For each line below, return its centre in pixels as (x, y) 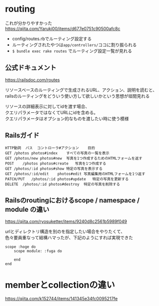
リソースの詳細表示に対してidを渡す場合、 (47, 106)
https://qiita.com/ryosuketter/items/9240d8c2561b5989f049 (66, 222)
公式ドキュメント (31, 68)
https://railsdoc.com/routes (32, 80)
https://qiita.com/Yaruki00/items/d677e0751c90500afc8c (63, 28)
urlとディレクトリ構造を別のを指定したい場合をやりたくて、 (65, 232)
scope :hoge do (20, 247)
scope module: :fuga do (38, 251)
